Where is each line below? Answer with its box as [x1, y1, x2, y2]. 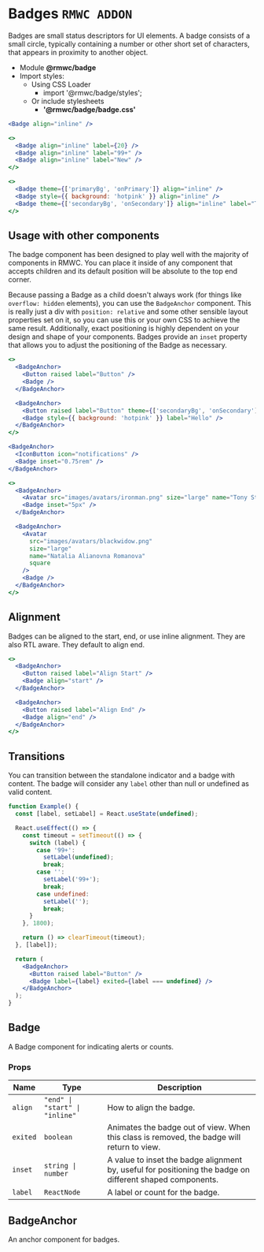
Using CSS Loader [31, 80, 92, 89]
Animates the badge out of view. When [107, 1122, 251, 1133]
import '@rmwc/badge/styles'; [42, 88, 143, 97]
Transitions [8, 750, 65, 763]
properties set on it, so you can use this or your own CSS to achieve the [8, 315, 240, 325]
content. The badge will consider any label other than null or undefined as [8, 779, 250, 788]
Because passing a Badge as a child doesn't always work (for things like [8, 290, 242, 300]
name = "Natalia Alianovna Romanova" [28, 552, 146, 560]
